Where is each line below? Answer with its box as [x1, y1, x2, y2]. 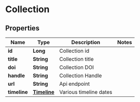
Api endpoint [59, 80, 90, 87]
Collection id [59, 47, 90, 54]
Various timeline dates [59, 89, 113, 95]
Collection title [59, 56, 94, 62]
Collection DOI [59, 64, 94, 71]
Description [71, 39, 101, 46]
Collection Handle [59, 72, 102, 79]
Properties [5, 24, 40, 32]
